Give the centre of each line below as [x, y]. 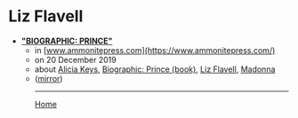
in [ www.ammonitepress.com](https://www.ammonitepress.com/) [155, 50]
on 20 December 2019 [75, 59]
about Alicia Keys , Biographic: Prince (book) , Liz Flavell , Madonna [155, 69]
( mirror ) [48, 78]
